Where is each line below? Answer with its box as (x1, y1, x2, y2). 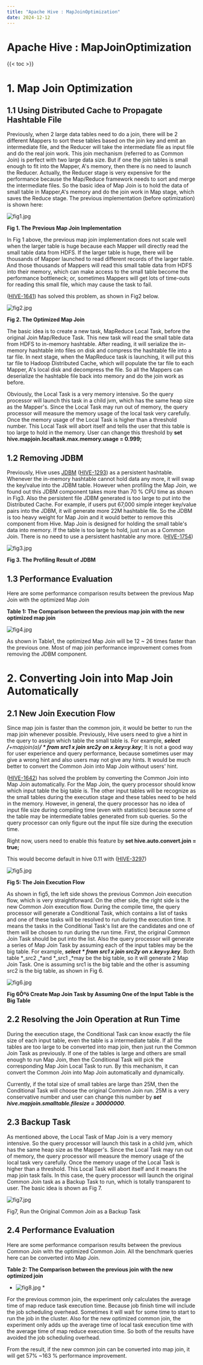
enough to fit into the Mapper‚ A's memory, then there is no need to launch (7, 163, 192, 170)
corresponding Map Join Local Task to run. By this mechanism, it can (7, 1062, 179, 1070)
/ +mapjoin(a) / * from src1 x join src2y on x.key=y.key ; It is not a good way (7, 744, 193, 751)
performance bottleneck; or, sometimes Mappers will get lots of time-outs (7, 275, 190, 282)
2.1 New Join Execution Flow (7, 708, 116, 718)
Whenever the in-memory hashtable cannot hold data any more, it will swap (7, 475, 195, 483)
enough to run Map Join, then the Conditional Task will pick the (7, 1056, 164, 1063)
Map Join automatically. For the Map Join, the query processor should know (7, 781, 196, 788)
